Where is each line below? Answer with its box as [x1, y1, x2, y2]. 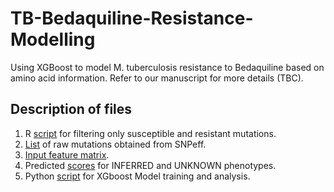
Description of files [10, 101, 133, 118]
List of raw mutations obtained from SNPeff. [24, 138, 207, 150]
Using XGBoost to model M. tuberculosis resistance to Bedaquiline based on [10, 61, 325, 73]
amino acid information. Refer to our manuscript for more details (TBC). [10, 72, 304, 84]
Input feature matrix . [24, 148, 110, 161]
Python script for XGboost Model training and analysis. [24, 170, 251, 182]
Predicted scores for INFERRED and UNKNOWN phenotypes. [24, 159, 277, 171]
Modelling [10, 28, 96, 51]
